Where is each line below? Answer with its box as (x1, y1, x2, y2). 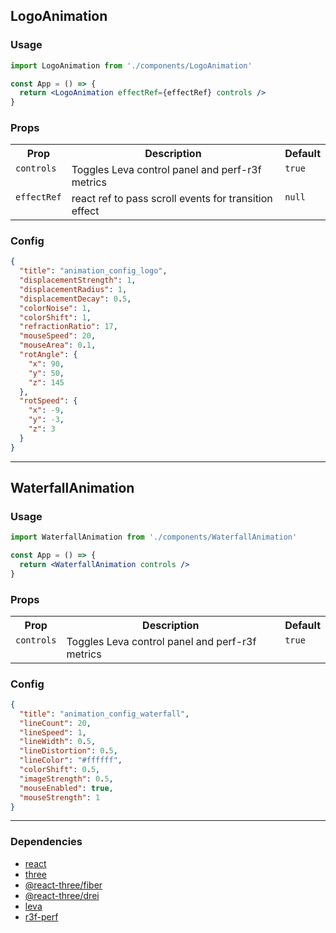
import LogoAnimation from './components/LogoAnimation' (10, 60, 253, 71)
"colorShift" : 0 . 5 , (19, 765, 101, 775)
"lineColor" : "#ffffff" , (19, 755, 123, 766)
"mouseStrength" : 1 (19, 792, 101, 803)
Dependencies (10, 835, 83, 849)
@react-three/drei (24, 889, 100, 901)
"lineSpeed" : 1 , (19, 727, 87, 738)
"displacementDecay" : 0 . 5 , (19, 294, 132, 304)
